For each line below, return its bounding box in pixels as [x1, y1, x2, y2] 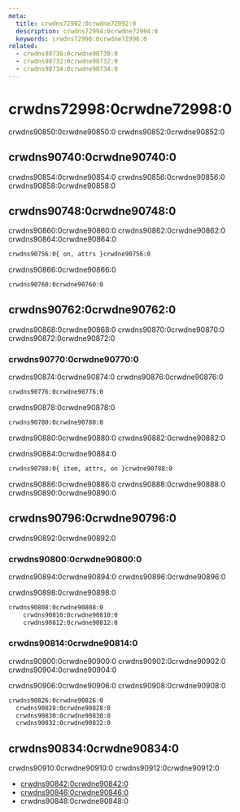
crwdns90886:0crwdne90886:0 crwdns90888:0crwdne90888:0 [8, 479, 226, 489]
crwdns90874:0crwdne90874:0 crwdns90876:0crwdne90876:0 [8, 372, 224, 382]
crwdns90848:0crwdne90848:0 [20, 797, 129, 806]
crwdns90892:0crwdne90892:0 [8, 533, 116, 543]
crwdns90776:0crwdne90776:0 [8, 388, 104, 396]
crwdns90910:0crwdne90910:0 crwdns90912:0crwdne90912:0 [8, 763, 220, 773]
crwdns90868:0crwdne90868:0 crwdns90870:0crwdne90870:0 [8, 325, 225, 334]
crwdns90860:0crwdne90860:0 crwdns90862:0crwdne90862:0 [8, 225, 226, 236]
